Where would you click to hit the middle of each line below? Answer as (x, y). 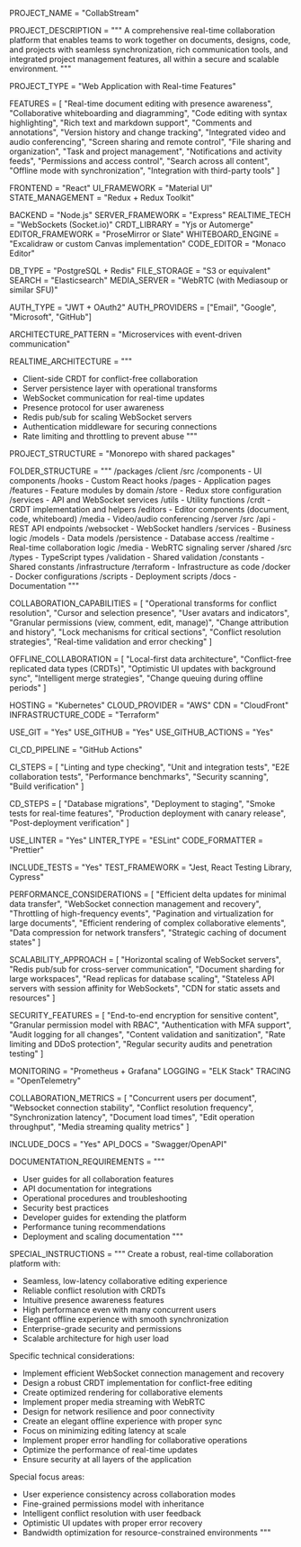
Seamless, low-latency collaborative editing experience (124, 1281)
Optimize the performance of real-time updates (110, 1450)
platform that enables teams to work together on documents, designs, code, (150, 40)
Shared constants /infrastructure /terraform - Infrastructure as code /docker (150, 567)
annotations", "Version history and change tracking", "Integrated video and (147, 132)
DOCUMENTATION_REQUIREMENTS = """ (87, 1162)
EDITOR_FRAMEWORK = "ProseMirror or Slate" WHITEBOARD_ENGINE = (145, 234)
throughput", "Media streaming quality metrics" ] (99, 1126)
